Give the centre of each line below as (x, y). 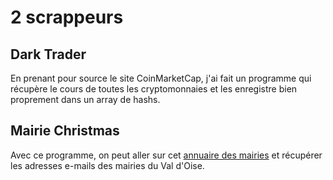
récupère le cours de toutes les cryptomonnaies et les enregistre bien (154, 89)
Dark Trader (48, 54)
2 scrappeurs (67, 17)
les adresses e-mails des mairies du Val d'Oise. (107, 165)
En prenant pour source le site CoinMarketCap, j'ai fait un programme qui (161, 78)
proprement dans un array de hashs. (85, 99)
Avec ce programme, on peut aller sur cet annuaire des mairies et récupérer (166, 155)
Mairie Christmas (65, 131)
